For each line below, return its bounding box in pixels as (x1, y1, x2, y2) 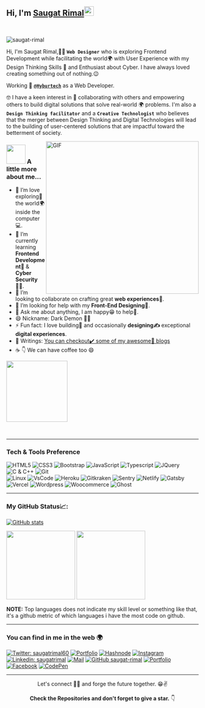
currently (15, 237, 38, 245)
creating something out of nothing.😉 (6, 70, 99, 77)
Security (15, 276, 38, 284)
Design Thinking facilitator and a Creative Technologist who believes (6, 109, 189, 116)
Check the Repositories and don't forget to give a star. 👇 (29, 695, 176, 702)
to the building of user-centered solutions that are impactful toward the (6, 123, 185, 130)
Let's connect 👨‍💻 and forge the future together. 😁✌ (37, 681, 168, 687)
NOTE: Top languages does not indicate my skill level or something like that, (6, 605, 198, 613)
